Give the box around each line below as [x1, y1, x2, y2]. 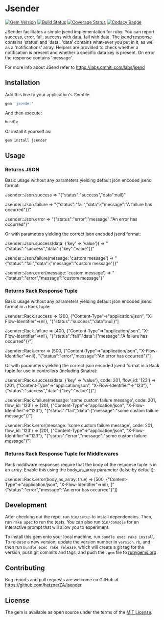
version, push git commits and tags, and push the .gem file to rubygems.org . [5, 549, 158, 555]
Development [5, 501, 47, 510]
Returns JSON [5, 166, 40, 173]
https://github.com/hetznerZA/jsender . [5, 582, 83, 588]
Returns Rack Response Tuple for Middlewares [5, 450, 119, 457]
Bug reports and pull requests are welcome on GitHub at [5, 577, 119, 583]
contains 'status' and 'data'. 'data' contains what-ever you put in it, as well [5, 39, 155, 45]
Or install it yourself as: [5, 128, 51, 134]
